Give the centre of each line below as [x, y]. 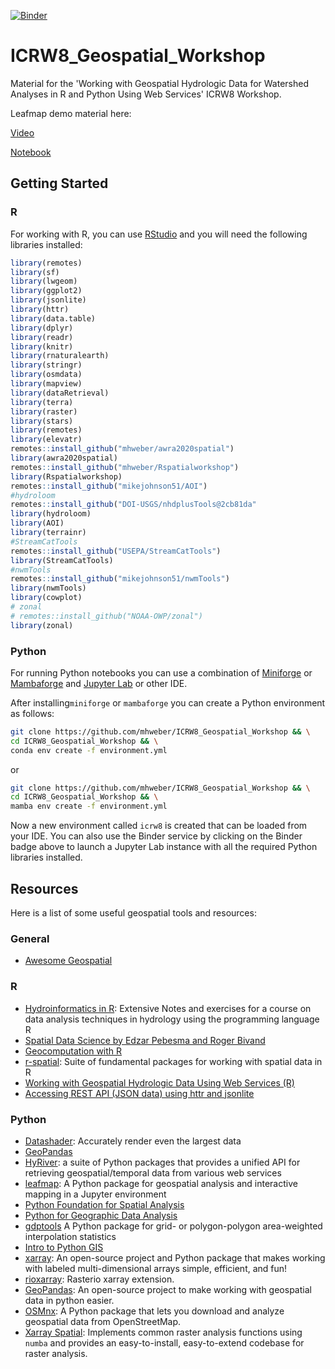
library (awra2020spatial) [64, 458]
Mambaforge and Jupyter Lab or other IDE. [99, 683]
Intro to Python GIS [64, 1247]
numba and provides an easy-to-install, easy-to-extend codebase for [164, 1342]
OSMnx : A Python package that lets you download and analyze [154, 1311]
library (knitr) [42, 346]
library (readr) [42, 337]
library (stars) [42, 421]
